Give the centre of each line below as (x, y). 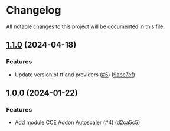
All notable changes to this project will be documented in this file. (86, 26)
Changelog (34, 10)
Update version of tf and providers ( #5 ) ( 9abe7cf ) (75, 75)
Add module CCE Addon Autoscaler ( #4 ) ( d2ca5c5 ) (77, 122)
